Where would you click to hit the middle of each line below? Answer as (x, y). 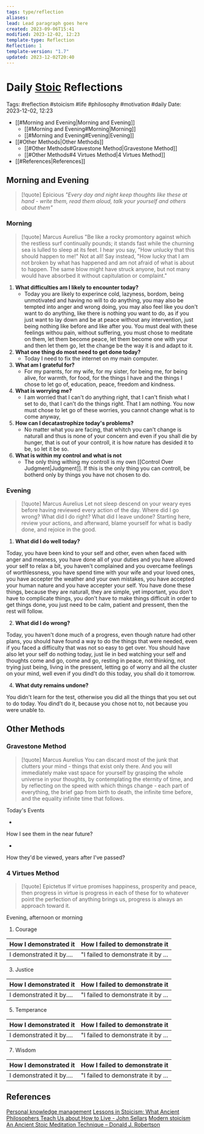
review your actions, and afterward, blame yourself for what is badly (107, 523)
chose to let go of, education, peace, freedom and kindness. (100, 384)
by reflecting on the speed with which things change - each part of (105, 786)
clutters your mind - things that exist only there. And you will (97, 766)
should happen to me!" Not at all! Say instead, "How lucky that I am (105, 256)
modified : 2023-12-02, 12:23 (43, 35)
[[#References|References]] (50, 161)
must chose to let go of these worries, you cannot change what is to (109, 410)
